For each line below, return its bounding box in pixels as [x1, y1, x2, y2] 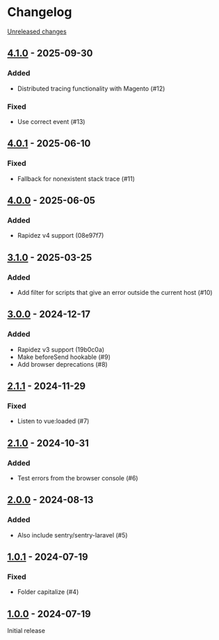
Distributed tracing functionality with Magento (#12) [17, 84, 165, 93]
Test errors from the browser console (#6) [17, 474, 138, 482]
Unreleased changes [7, 27, 67, 36]
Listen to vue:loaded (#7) [17, 417, 90, 425]
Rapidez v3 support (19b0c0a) [17, 345, 105, 353]
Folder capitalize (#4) [17, 588, 79, 596]
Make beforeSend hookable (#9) [17, 353, 111, 361]
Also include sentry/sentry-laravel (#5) [17, 531, 128, 539]
